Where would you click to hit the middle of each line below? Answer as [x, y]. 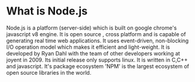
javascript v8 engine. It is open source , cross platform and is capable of [96, 34]
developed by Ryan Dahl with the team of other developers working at [93, 53]
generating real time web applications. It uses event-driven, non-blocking [97, 40]
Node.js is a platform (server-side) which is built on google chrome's [91, 28]
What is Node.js [47, 11]
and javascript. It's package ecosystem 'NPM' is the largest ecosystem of [98, 66]
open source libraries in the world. [49, 72]
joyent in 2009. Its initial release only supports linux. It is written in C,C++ [97, 60]
